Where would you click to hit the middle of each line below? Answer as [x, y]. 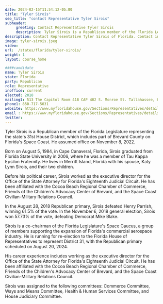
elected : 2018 [19, 95]
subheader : [16, 23]
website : [14, 109]
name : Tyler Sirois [25, 73]
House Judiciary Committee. [33, 296]
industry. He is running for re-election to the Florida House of [66, 236]
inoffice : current [24, 90]
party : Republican [24, 82]
